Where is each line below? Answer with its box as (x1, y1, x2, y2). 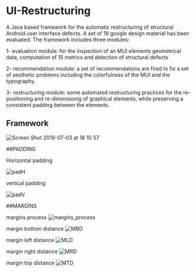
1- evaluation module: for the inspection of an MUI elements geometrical (6, 47, 181, 54)
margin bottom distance (6, 225, 64, 232)
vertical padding (6, 179, 46, 186)
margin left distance (6, 236, 55, 243)
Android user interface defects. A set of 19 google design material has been (6, 29, 190, 36)
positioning (6, 95, 34, 102)
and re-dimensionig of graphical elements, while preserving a (34, 95, 184, 102)
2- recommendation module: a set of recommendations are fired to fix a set (6, 65, 189, 72)
